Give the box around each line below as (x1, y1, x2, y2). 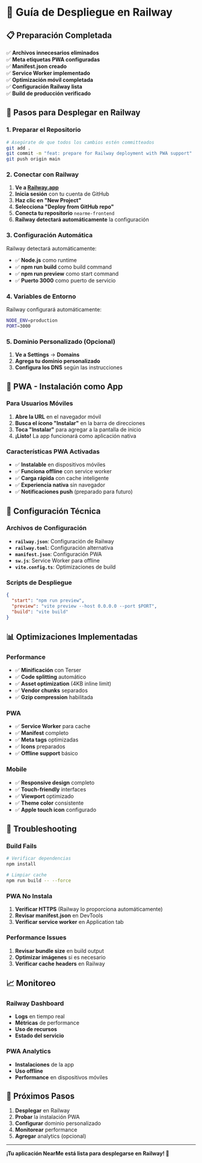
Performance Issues (6, 934, 67, 942)
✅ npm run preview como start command (14, 270, 119, 277)
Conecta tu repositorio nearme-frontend (14, 210, 115, 217)
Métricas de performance (14, 1019, 80, 1026)
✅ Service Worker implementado (6, 69, 90, 76)
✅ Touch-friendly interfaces (14, 785, 87, 793)
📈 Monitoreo (6, 978, 56, 988)
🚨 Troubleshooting (6, 824, 77, 834)
